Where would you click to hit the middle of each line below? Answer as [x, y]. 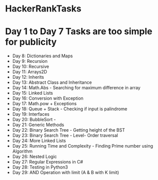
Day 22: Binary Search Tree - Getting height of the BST [69, 130]
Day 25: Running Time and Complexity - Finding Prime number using [82, 146]
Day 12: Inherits [28, 77]
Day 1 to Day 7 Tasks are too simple [79, 32]
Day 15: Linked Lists [33, 93]
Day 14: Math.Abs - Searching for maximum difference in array [76, 88]
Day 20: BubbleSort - [34, 120]
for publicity [31, 42]
